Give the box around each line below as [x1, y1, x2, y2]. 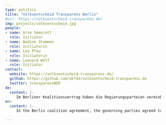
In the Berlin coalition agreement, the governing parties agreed [16, 108, 156, 114]
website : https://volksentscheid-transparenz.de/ [9, 72, 114, 77]
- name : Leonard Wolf [5, 58, 50, 63]
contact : [5, 67, 23, 72]
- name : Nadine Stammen [5, 40, 54, 44]
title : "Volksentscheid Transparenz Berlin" [5, 12, 98, 17]
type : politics [5, 7, 37, 12]
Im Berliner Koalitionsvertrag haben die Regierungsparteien [16, 94, 145, 99]
